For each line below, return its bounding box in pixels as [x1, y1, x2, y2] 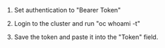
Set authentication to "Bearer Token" [13, 6, 121, 14]
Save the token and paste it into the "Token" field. [13, 33, 159, 41]
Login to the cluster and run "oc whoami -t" [13, 19, 141, 27]
